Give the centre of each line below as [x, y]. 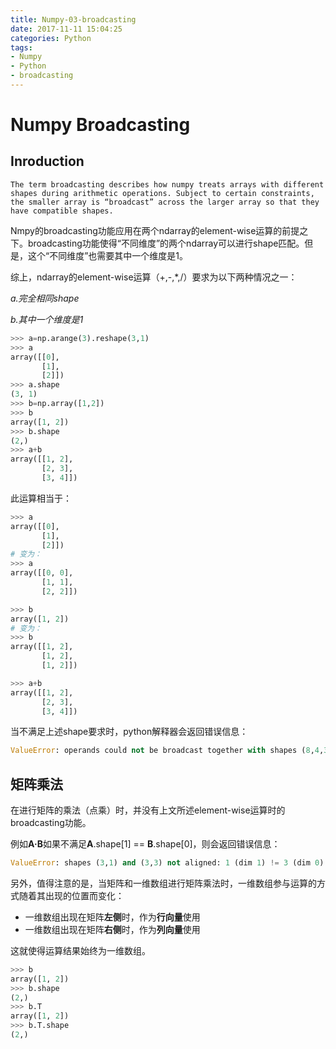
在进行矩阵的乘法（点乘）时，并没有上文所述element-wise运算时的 [148, 810]
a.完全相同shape [45, 298]
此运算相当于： [41, 498]
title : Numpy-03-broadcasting [73, 19]
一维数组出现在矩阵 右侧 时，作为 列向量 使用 [112, 929]
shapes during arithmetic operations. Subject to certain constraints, [162, 193]
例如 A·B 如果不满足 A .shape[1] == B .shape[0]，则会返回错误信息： [145, 844]
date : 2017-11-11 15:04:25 [66, 29]
